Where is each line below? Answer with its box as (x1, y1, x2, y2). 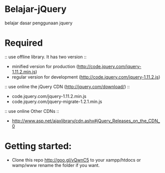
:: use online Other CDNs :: (4, 108, 59, 114)
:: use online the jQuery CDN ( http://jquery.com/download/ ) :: (4, 84, 130, 89)
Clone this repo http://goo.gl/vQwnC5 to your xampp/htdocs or (11, 157, 141, 163)
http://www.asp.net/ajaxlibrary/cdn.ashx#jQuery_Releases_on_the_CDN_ (11, 118, 160, 124)
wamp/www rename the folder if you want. (11, 162, 100, 168)
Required (4, 37, 43, 49)
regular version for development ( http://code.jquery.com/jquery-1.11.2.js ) (11, 74, 161, 80)
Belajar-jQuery (4, 3, 67, 15)
